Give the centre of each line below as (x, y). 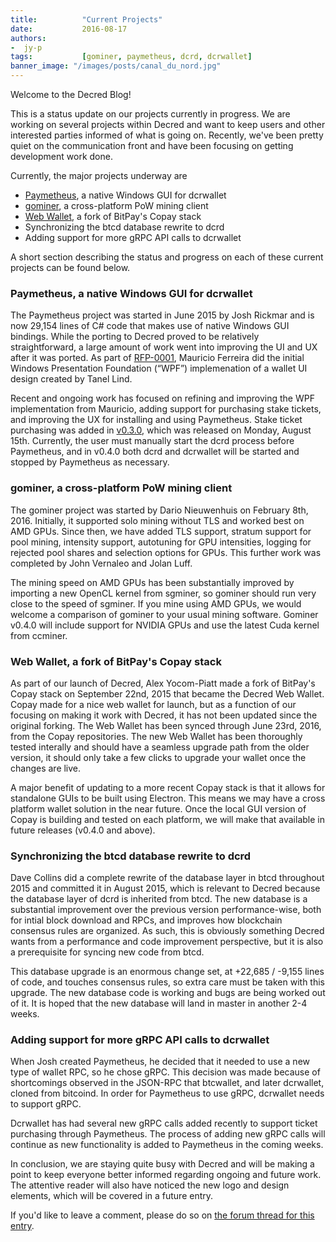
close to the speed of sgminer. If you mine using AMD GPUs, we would (156, 603)
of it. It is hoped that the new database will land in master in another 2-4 (159, 1003)
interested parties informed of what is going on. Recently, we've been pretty (167, 135)
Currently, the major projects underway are (99, 175)
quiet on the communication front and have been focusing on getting (152, 145)
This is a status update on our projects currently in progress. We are (150, 114)
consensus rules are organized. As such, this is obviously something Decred (167, 931)
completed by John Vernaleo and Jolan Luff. (101, 563)
